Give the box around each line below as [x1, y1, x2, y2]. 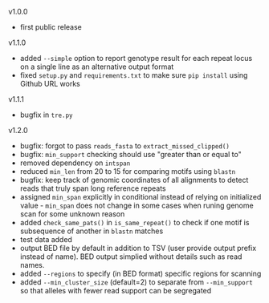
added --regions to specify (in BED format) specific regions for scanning [19, 269, 262, 278]
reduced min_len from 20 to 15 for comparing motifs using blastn [19, 167, 236, 176]
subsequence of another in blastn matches [19, 226, 164, 236]
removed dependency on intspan [19, 158, 131, 168]
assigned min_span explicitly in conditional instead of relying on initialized [19, 192, 262, 201]
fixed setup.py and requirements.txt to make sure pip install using [19, 71, 248, 79]
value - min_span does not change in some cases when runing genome [19, 200, 255, 210]
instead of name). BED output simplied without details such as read [19, 252, 243, 261]
